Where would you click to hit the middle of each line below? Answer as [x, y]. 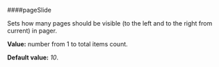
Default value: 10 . [33, 57]
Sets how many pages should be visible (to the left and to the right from [110, 23]
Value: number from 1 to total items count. [68, 44]
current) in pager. [32, 31]
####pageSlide [30, 10]
